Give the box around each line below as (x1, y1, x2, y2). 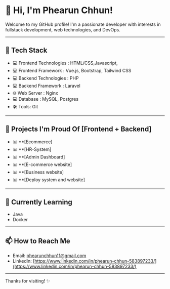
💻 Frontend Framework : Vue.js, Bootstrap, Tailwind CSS (12, 67, 132, 73)
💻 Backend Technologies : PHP (12, 75, 79, 81)
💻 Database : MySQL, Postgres (12, 96, 79, 102)
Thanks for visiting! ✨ (5, 278, 51, 284)
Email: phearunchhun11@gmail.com (12, 253, 87, 259)
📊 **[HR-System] (12, 146, 52, 152)
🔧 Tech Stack (5, 46, 48, 55)
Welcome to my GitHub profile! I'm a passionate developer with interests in (5, 21, 161, 27)
